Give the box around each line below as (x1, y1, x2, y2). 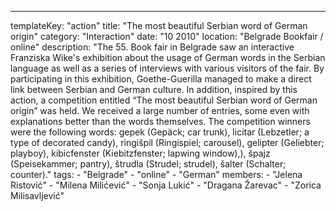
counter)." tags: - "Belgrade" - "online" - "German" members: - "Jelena (10, 169, 303, 180)
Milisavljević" (10, 190, 65, 201)
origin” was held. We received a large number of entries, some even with (10, 105, 310, 116)
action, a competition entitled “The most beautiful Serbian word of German (10, 94, 318, 106)
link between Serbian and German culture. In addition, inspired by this (10, 84, 298, 95)
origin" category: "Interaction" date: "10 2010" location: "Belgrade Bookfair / (10, 31, 324, 42)
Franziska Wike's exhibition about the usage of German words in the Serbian (10, 52, 326, 63)
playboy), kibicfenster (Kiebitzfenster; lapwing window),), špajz (10, 147, 271, 159)
